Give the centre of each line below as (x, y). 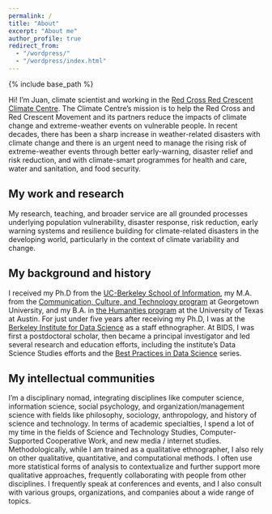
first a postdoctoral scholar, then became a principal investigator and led (130, 336)
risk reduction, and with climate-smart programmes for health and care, (128, 159)
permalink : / (30, 16)
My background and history (80, 273)
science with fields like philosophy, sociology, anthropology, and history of (133, 415)
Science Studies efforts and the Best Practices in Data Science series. (125, 353)
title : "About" (34, 23)
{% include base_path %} (51, 84)
